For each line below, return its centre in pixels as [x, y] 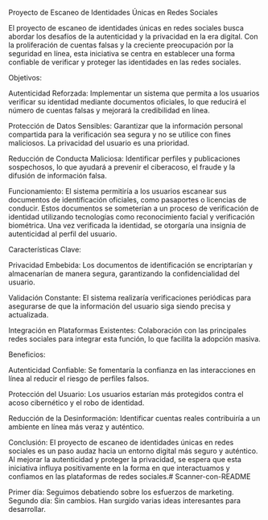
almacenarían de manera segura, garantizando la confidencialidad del [124, 274]
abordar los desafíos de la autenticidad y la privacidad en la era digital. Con [133, 37]
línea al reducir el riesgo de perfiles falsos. [79, 379]
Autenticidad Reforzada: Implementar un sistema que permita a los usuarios [134, 93]
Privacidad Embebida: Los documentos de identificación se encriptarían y [131, 265]
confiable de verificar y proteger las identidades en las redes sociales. [125, 62]
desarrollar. [27, 509]
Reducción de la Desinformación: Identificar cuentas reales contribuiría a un [134, 418]
